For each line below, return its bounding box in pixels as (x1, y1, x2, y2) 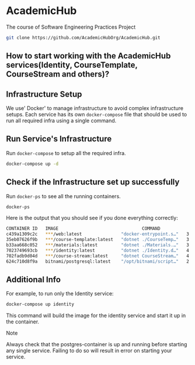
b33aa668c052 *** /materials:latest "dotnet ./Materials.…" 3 (6, 242, 190, 248)
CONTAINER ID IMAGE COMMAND (6, 226, 161, 232)
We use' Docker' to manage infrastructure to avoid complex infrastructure (6, 105, 184, 112)
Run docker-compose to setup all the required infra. (6, 149, 127, 156)
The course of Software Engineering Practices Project (6, 23, 136, 30)
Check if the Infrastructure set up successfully (6, 177, 180, 187)
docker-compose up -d (6, 161, 59, 167)
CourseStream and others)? (6, 69, 110, 80)
